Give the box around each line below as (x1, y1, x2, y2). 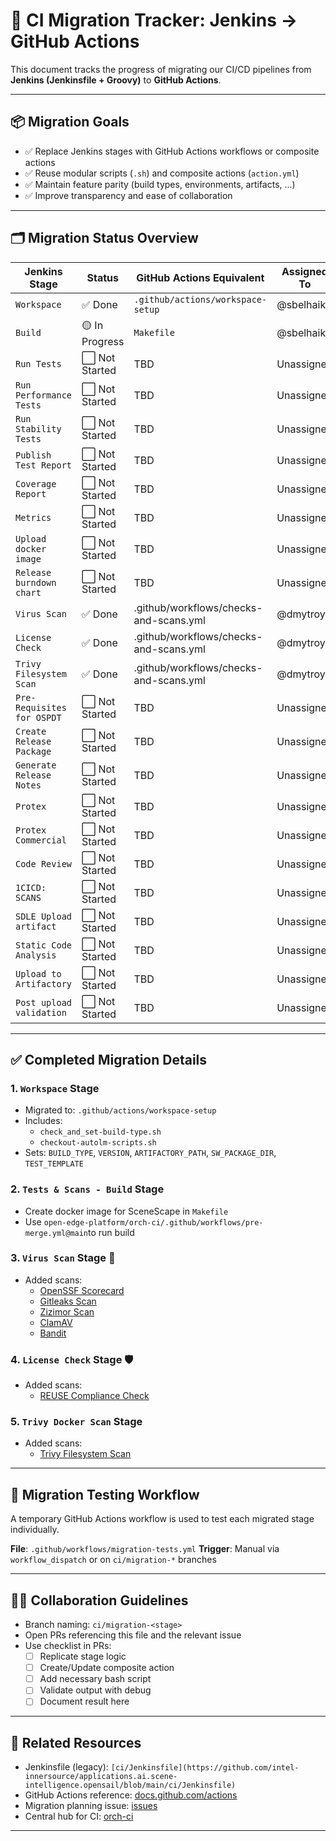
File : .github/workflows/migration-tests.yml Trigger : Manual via (10, 1543, 280, 1555)
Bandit (39, 1327, 67, 1339)
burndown (15, 577, 57, 588)
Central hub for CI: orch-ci (24, 1810, 134, 1823)
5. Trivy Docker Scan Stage (10, 1415, 143, 1429)
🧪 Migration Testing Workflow (10, 1486, 200, 1503)
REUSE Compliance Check (39, 1390, 150, 1402)
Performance (15, 389, 73, 401)
